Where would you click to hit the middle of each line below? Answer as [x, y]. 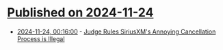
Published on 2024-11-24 [80, 13]
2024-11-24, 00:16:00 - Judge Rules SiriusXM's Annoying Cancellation [116, 32]
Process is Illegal [41, 38]
